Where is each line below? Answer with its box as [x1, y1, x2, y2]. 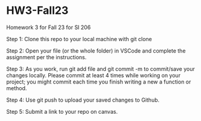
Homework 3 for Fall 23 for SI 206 [6, 24, 91, 31]
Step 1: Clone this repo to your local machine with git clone [6, 35, 152, 42]
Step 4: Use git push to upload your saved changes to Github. [6, 96, 160, 103]
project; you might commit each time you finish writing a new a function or [6, 78, 191, 85]
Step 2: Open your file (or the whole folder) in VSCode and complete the [6, 47, 186, 54]
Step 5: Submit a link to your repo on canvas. [6, 108, 118, 115]
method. [6, 84, 27, 91]
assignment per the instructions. [6, 53, 87, 60]
